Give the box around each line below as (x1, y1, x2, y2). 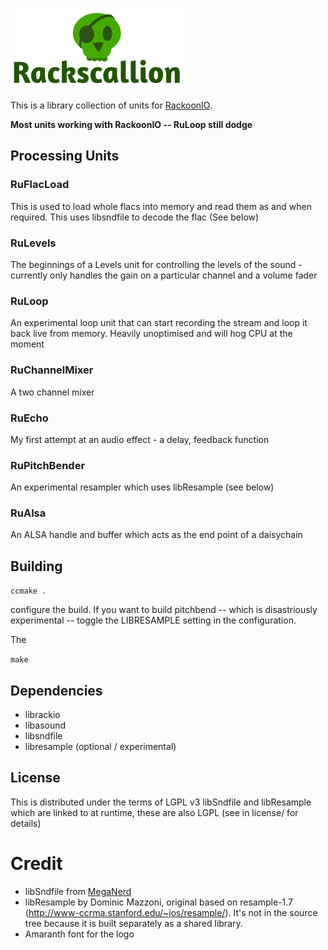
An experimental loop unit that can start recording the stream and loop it (10, 317, 308, 329)
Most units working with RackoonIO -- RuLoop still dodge (10, 119, 253, 130)
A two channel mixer (10, 386, 95, 398)
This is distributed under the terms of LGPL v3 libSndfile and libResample (10, 796, 312, 808)
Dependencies (10, 682, 103, 699)
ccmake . (10, 586, 47, 597)
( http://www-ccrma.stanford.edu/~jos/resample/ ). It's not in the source (24, 906, 318, 918)
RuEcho (10, 411, 49, 425)
